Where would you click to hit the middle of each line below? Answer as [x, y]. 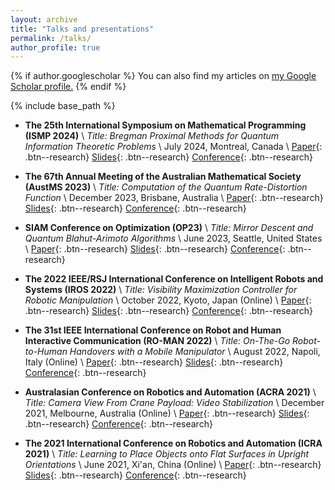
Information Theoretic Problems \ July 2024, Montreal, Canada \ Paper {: [173, 147]
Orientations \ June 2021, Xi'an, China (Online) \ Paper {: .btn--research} [173, 465]
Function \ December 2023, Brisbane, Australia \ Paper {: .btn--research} [174, 198]
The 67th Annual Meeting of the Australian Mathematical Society [163, 177]
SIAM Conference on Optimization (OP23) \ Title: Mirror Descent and [169, 228]
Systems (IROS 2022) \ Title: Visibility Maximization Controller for [161, 290]
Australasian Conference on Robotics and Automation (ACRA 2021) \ [170, 392]
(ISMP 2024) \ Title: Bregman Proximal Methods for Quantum [152, 136]
